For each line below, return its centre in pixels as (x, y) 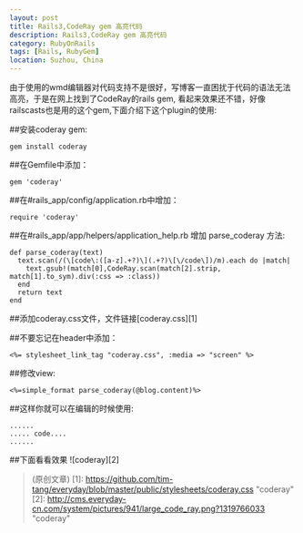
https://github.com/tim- (129, 479)
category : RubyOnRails (52, 43)
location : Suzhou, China (56, 60)
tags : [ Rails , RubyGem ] (55, 52)
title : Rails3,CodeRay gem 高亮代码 (76, 26)
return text (40, 292)
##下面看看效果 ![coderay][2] (65, 460)
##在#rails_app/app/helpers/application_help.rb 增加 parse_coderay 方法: (147, 235)
